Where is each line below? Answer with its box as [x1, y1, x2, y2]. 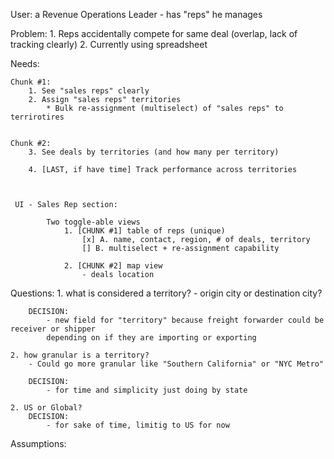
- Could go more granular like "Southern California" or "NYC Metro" [28, 359, 325, 369]
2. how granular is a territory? [10, 350, 150, 360]
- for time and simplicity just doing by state [46, 385, 248, 395]
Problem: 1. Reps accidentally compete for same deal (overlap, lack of [10, 28, 298, 39]
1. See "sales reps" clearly [28, 86, 150, 96]
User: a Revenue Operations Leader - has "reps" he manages [10, 9, 263, 20]
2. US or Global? [10, 403, 83, 413]
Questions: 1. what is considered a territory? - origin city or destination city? [10, 287, 323, 299]
